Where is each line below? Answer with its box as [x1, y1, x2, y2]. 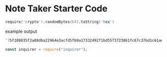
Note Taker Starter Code [5, 3, 108, 14]
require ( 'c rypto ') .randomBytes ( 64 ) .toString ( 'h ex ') [5, 19, 114, 24]
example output [5, 28, 37, 34]
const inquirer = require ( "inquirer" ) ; [5, 47, 88, 52]
